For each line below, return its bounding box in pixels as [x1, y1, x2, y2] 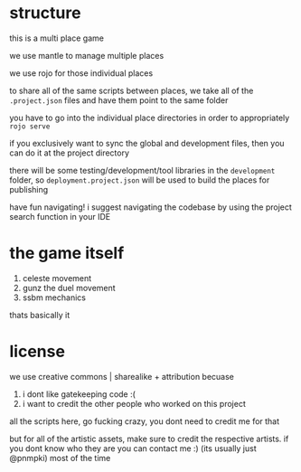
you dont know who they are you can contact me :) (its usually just [9, 442, 257, 454]
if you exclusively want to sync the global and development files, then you [9, 137, 285, 148]
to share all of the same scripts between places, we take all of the [9, 85, 254, 96]
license [9, 342, 66, 362]
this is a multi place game [9, 33, 104, 43]
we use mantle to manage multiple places [9, 50, 165, 61]
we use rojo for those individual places [9, 67, 154, 79]
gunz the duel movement [22, 282, 116, 293]
